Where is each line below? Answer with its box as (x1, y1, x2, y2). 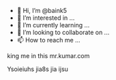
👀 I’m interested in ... (16, 14, 75, 22)
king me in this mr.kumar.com (7, 52, 90, 59)
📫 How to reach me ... (16, 36, 81, 44)
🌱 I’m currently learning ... (16, 21, 90, 29)
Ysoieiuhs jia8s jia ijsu (7, 65, 68, 73)
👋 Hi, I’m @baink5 (16, 7, 67, 14)
